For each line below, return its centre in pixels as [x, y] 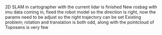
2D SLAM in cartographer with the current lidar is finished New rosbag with [81, 7]
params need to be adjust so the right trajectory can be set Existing [73, 17]
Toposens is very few [27, 27]
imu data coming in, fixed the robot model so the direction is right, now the [81, 12]
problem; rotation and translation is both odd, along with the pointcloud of [80, 22]
